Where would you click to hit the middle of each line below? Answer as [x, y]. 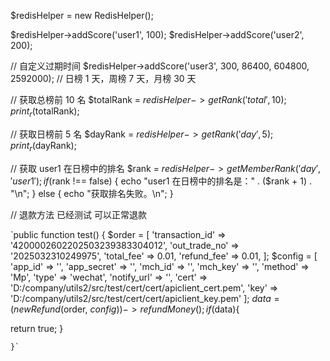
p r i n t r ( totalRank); [45, 112]
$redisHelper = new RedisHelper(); [82, 15]
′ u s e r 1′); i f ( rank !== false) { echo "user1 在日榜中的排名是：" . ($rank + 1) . [161, 181]
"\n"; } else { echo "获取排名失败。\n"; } [92, 193]
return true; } [37, 328]
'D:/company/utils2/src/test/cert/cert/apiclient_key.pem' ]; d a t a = [145, 298]
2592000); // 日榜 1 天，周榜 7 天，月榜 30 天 [103, 78]
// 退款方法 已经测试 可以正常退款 [78, 214]
